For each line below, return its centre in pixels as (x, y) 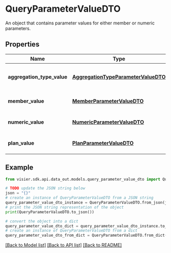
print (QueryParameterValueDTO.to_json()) (50, 212)
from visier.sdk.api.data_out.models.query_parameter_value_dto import (83, 179)
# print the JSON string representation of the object (65, 207)
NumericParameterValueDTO (108, 122)
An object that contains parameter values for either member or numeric (80, 23)
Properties (22, 45)
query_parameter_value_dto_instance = (46, 203)
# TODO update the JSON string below (45, 188)
